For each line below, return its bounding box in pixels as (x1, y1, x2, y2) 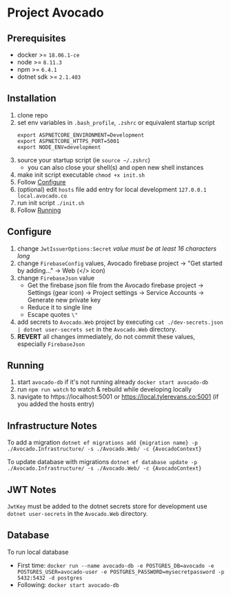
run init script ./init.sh (17, 198, 85, 206)
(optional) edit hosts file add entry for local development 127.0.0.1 (17, 185, 207, 193)
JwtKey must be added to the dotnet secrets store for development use (7, 502, 208, 510)
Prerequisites (7, 32, 66, 44)
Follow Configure (17, 177, 66, 186)
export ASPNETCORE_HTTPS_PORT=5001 (17, 137, 120, 144)
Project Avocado (7, 5, 104, 21)
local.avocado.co (17, 192, 68, 200)
